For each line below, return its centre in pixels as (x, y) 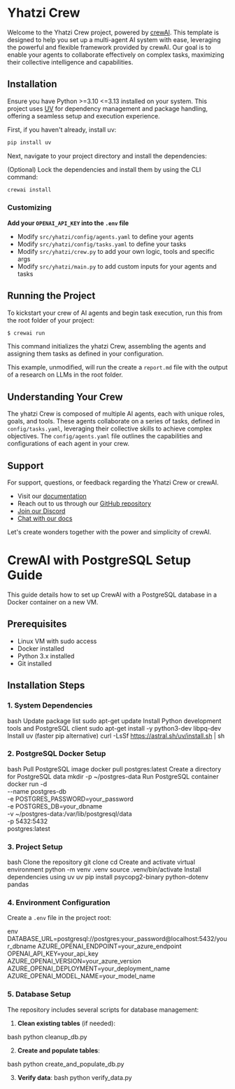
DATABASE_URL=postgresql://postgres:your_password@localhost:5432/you (117, 939)
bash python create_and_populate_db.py (66, 1064)
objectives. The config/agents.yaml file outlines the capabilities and (105, 436)
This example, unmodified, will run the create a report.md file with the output (117, 367)
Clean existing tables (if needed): (66, 1023)
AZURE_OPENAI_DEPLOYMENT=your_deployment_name (88, 968)
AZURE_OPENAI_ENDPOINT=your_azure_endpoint (109, 946)
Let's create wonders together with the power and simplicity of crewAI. (109, 532)
